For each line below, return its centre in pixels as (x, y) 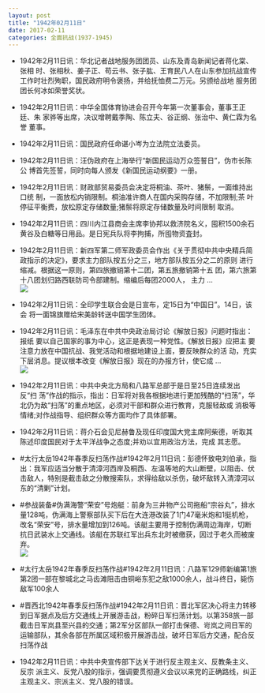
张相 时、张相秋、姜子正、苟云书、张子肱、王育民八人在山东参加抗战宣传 (138, 71)
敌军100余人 (39, 589)
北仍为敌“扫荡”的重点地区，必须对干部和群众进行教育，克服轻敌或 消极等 (138, 405)
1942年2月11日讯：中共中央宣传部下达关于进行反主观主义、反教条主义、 (136, 662)
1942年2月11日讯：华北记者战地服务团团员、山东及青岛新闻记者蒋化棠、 (136, 61)
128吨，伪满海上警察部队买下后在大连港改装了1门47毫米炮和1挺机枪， (140, 515)
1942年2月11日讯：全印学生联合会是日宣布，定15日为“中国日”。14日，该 (136, 305)
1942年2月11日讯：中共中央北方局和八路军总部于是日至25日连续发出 (130, 386)
